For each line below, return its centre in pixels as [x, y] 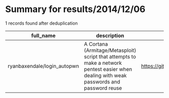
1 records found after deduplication [41, 23]
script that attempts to [110, 56]
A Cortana [96, 44]
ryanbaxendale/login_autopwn [44, 66]
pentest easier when [108, 69]
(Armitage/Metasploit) [110, 50]
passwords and [102, 81]
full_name [43, 35]
